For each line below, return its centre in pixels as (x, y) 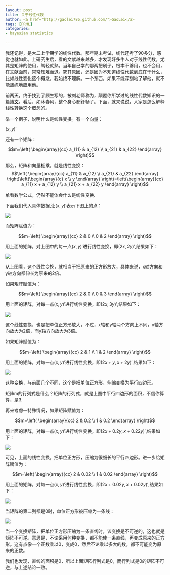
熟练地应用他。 (25, 85)
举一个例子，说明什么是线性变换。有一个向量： (54, 119)
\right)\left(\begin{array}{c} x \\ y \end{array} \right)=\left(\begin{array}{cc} (85, 179)
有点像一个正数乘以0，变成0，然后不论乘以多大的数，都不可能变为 (88, 544)
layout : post (19, 10)
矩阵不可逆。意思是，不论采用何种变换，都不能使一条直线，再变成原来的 (80, 538)
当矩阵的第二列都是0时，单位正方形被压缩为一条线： (60, 511)
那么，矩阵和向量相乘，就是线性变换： (45, 165)
